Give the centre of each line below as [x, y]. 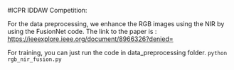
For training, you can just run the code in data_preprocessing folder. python [117, 53]
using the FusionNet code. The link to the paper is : [82, 31]
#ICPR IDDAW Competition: [47, 10]
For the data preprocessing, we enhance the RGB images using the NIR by [116, 24]
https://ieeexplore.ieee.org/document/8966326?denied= [90, 39]
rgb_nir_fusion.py [34, 59]
